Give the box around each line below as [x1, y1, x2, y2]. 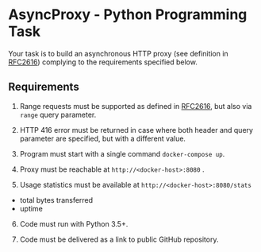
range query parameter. [19, 110, 97, 119]
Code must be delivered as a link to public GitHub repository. [19, 235, 219, 244]
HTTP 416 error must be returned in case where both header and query [19, 125, 254, 134]
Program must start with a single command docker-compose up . [19, 149, 225, 158]
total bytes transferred [19, 195, 94, 204]
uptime [19, 204, 44, 213]
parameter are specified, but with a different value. [19, 134, 186, 143]
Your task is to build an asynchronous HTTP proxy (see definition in [8, 48, 228, 58]
